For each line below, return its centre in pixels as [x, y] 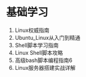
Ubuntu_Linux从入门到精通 [47, 37]
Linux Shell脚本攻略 [39, 52]
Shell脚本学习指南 [37, 45]
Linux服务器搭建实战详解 [45, 67]
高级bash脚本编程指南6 [44, 60]
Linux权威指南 [32, 30]
